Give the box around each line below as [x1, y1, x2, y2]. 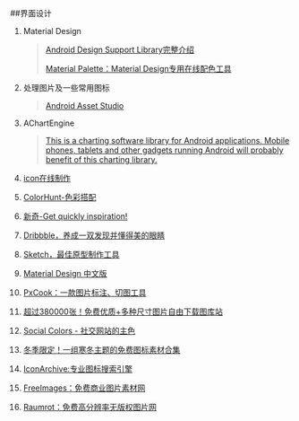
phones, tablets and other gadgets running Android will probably [45, 145, 284, 155]
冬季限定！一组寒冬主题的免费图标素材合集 [22, 345, 181, 355]
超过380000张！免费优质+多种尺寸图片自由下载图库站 [22, 306, 223, 317]
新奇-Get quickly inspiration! [22, 211, 128, 222]
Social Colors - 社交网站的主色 [22, 326, 136, 336]
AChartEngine [22, 118, 75, 128]
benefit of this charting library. [45, 154, 158, 164]
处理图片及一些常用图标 [22, 83, 110, 92]
